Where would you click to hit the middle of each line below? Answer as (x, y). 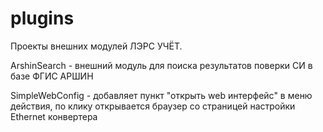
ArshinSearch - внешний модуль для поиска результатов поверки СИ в (161, 65)
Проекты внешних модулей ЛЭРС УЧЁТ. (96, 46)
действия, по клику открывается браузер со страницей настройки (153, 106)
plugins (42, 18)
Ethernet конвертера (54, 116)
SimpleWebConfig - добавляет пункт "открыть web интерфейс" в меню (161, 95)
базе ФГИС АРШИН (52, 76)
